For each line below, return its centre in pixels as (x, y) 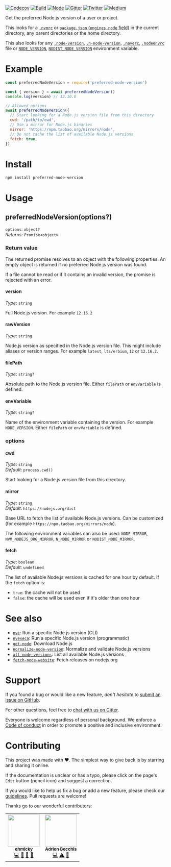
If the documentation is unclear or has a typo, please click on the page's (81, 775)
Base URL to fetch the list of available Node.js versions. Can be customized (84, 518)
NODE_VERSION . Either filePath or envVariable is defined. (64, 428)
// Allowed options (26, 106)
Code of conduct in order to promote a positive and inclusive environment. (83, 725)
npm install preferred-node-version (44, 178)
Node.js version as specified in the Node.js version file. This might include (83, 345)
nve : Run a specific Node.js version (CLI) (55, 632)
